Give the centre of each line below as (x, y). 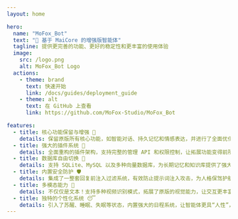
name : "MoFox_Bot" (40, 33)
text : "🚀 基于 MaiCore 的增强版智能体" (67, 40)
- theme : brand (42, 80)
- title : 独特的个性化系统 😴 (55, 198)
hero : (15, 27)
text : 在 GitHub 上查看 (58, 106)
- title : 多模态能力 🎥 (44, 185)
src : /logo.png (42, 60)
